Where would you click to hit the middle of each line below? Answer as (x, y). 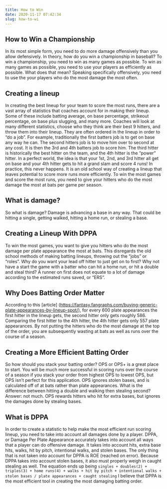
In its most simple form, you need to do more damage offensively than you (82, 51)
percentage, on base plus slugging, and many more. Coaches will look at (80, 121)
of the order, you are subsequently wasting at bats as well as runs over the (82, 331)
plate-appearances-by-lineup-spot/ (42, 310)
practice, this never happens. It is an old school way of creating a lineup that (83, 169)
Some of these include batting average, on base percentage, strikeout (77, 116)
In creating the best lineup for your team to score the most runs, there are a (83, 105)
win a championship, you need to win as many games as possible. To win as (83, 62)
